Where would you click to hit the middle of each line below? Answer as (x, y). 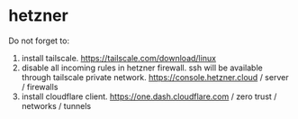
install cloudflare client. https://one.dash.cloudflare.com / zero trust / (149, 96)
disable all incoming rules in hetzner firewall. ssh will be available (142, 68)
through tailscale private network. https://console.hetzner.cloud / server (155, 77)
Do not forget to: (39, 41)
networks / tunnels (56, 105)
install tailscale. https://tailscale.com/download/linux (119, 58)
